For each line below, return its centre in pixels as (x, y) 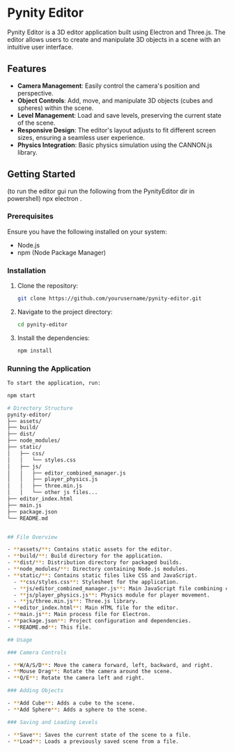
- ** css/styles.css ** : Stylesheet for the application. (96, 582)
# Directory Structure (40, 408)
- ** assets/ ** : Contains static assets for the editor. (90, 550)
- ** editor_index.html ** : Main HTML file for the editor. (93, 608)
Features (27, 69)
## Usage (20, 640)
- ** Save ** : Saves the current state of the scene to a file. (99, 735)
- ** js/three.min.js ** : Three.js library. (76, 601)
